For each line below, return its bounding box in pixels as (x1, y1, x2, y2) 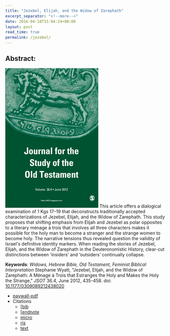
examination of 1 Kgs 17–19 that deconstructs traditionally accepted (5, 208, 146, 214)
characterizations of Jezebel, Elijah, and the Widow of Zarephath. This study (5, 214, 165, 220)
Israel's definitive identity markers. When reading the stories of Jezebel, (5, 241, 156, 247)
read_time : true (5, 29, 40, 35)
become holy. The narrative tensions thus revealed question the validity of (5, 235, 161, 241)
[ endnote (20, 309, 40, 315)
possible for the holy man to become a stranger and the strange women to (5, 230, 161, 236)
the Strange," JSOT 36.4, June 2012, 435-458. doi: (5, 277, 112, 284)
